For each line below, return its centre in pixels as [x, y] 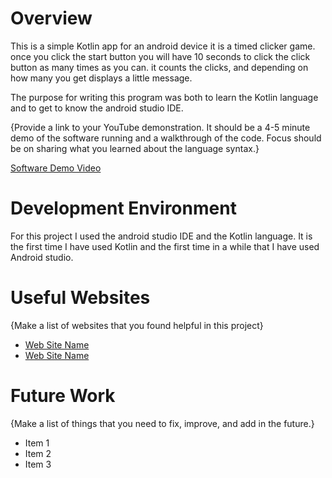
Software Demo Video [56, 168]
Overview [51, 18]
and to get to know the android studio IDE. [97, 108]
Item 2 [38, 453]
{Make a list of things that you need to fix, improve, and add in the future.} [162, 423]
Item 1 [37, 443]
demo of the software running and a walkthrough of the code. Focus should [166, 138]
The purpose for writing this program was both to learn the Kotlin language [164, 97]
